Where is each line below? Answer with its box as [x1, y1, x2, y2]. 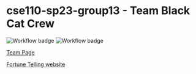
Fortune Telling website [6, 61, 66, 68]
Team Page [6, 48, 35, 56]
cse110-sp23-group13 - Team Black [6, 4, 190, 18]
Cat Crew [6, 17, 55, 31]
